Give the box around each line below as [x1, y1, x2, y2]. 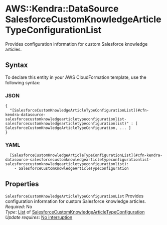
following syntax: [5, 79, 41, 85]
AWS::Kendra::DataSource [5, 3, 119, 15]
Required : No [5, 204, 33, 210]
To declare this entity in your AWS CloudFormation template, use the [5, 74, 146, 80]
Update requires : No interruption [5, 214, 73, 220]
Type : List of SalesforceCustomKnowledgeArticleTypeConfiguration [5, 209, 145, 215]
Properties [5, 179, 39, 188]
